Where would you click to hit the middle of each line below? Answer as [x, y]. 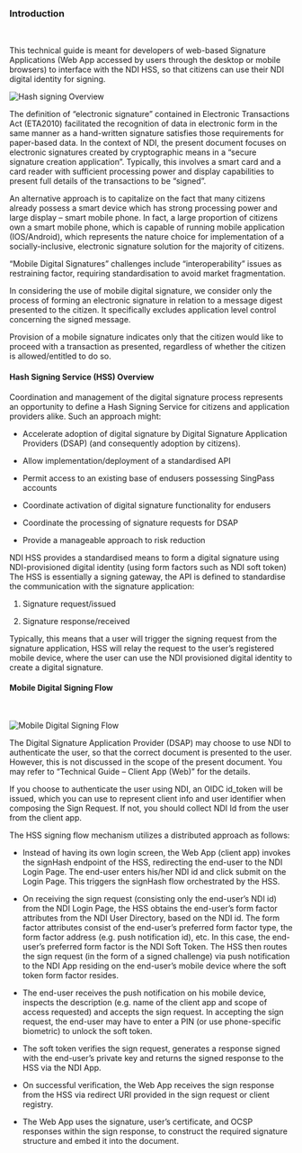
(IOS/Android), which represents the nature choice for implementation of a [147, 237]
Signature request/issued [69, 604]
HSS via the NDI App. [62, 1067]
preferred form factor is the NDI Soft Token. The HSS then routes [167, 946]
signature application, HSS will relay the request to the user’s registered [142, 648]
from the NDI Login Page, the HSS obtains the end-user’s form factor [150, 908]
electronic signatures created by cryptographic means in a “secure [133, 152]
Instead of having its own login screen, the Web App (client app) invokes [156, 852]
